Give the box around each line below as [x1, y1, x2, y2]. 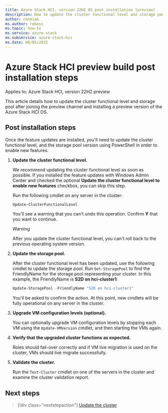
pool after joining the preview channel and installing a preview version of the [5, 103, 162, 109]
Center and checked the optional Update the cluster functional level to [12, 177, 160, 183]
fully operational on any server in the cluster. [12, 300, 104, 306]
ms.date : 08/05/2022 [5, 40, 48, 45]
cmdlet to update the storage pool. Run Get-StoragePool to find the [12, 265, 150, 271]
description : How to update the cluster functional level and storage [5, 12, 155, 17]
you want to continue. [12, 216, 57, 222]
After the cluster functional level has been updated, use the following [12, 260, 155, 266]
